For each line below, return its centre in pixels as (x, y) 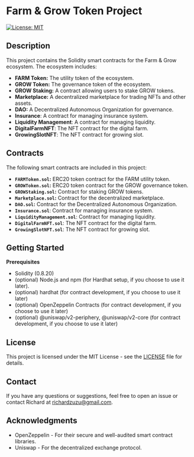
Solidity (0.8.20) (34, 273)
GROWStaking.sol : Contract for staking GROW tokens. (79, 191)
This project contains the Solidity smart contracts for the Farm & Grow (91, 60)
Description (28, 46)
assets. (23, 103)
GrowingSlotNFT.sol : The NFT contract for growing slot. (82, 229)
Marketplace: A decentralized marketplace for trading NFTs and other (100, 96)
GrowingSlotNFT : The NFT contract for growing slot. (79, 134)
